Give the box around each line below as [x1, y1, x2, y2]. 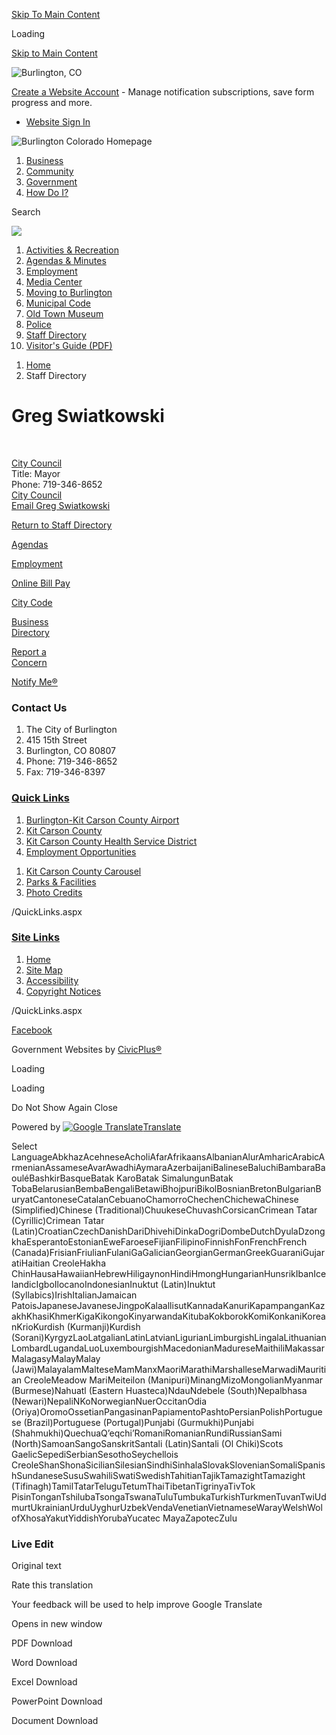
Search [11, 206, 41, 218]
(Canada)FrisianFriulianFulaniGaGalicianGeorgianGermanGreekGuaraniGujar [11, 1246, 325, 1258]
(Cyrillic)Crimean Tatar [11, 1214, 105, 1226]
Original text [11, 1560, 62, 1572]
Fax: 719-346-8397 [25, 766, 106, 778]
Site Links [11, 930, 61, 944]
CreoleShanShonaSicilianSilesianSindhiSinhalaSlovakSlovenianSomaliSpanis [11, 1459, 326, 1471]
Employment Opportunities [25, 845, 137, 858]
